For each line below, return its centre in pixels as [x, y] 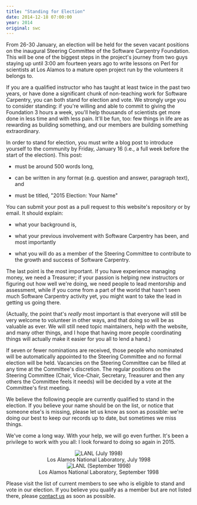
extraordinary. [23, 131]
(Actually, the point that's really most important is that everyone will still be [96, 314]
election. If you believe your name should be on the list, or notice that [90, 406]
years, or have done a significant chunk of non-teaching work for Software [97, 94]
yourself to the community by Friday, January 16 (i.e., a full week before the [98, 149]
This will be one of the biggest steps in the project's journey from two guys [97, 57]
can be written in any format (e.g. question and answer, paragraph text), [102, 178]
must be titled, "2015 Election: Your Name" [66, 195]
